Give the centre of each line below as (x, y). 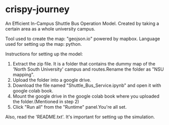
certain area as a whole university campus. (50, 28)
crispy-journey (37, 9)
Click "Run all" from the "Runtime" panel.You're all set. (70, 107)
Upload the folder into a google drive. (52, 80)
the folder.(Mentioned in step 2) (46, 101)
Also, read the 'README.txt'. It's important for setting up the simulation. (80, 117)
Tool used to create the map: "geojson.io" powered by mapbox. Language (83, 39)
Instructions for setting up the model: (44, 54)
